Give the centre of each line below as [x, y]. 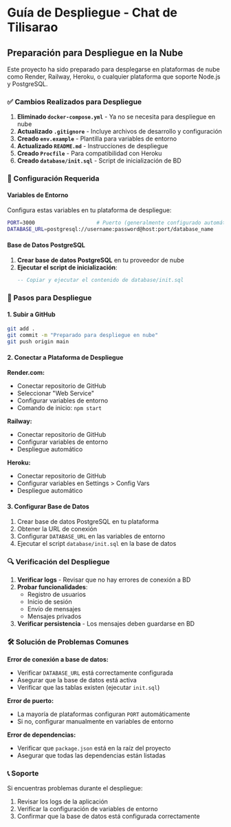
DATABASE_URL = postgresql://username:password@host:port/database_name [110, 229]
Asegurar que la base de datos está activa [77, 680]
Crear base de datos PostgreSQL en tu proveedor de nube [100, 261]
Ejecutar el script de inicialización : [67, 267]
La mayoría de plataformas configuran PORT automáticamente [103, 714]
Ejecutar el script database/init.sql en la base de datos [97, 544]
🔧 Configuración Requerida [53, 178]
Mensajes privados [54, 616]
